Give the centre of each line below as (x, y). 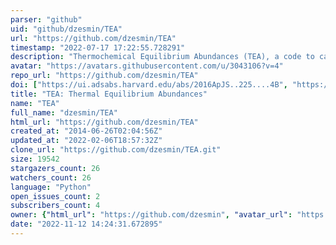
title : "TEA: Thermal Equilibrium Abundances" (109, 94)
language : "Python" (51, 187)
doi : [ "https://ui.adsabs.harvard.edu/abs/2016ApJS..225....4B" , (149, 85)
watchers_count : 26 (51, 177)
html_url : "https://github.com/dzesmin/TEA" (104, 122)
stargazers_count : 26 (55, 168)
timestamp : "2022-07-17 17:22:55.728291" (98, 47)
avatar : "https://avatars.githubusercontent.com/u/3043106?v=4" (147, 66)
